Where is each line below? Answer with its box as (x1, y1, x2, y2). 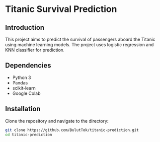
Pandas (12, 79, 28, 85)
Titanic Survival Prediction (5, 3, 117, 15)
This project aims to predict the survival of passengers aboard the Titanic (5, 36, 156, 42)
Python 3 (12, 74, 31, 80)
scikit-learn (12, 85, 36, 91)
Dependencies (5, 61, 51, 70)
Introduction (5, 23, 45, 32)
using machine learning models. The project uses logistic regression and (5, 42, 154, 48)
